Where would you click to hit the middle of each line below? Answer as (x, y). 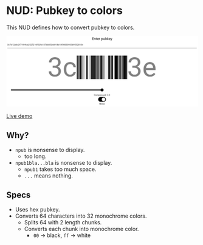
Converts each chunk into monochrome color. (81, 229)
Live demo (19, 116)
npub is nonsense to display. (50, 150)
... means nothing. (48, 176)
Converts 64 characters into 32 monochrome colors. (81, 216)
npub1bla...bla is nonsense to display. (64, 163)
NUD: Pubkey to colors (64, 11)
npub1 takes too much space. (60, 169)
